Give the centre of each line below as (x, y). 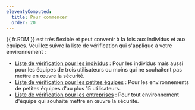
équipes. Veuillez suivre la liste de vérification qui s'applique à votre (89, 46)
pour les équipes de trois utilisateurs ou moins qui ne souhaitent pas (98, 70)
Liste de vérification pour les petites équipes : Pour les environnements (102, 82)
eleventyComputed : (29, 12)
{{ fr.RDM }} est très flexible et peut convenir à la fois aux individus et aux (96, 40)
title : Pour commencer (40, 17)
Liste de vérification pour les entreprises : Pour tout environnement (97, 95)
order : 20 (23, 22)
